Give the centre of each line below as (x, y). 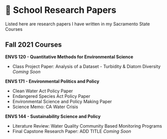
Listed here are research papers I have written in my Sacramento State (78, 24)
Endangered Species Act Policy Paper (51, 96)
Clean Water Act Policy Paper (43, 91)
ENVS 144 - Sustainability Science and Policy (53, 116)
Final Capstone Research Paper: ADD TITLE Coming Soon (72, 131)
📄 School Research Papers (61, 10)
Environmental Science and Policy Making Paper (62, 101)
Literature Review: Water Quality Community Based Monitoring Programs (87, 126)
